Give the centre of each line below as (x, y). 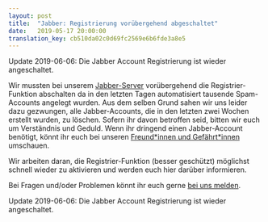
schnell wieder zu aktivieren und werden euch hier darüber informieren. (128, 170)
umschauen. (29, 145)
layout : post (30, 16)
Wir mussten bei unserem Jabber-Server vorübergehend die (109, 86)
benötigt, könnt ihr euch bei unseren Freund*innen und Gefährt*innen (124, 137)
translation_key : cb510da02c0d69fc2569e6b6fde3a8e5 (97, 38)
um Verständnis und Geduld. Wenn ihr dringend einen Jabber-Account (126, 128)
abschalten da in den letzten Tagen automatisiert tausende (136, 94)
